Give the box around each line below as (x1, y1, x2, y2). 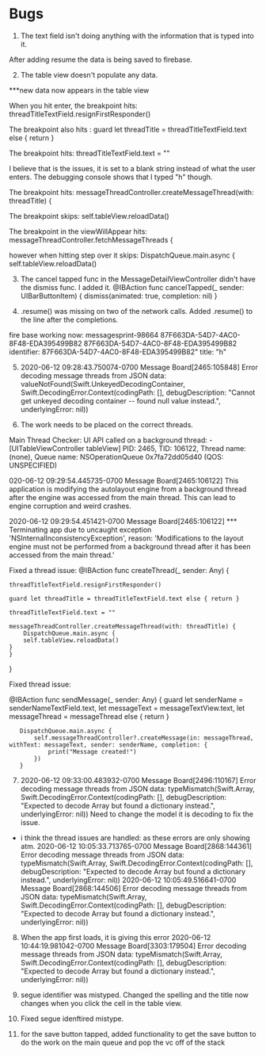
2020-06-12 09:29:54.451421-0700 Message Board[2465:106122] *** (9, 516, 237, 526)
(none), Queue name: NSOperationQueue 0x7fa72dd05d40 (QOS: (9, 452, 224, 461)
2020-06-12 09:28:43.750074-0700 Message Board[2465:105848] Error (20, 362, 258, 372)
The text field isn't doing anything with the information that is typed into (20, 31, 254, 40)
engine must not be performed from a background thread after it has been (9, 541, 252, 551)
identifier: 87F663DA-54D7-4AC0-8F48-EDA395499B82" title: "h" (9, 346, 227, 357)
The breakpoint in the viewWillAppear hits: (9, 227, 147, 236)
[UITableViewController (9, 443, 85, 453)
